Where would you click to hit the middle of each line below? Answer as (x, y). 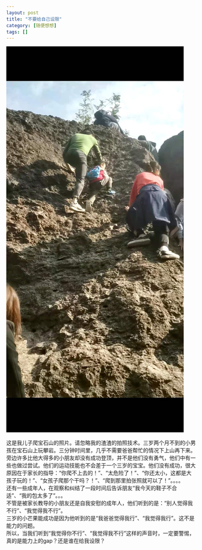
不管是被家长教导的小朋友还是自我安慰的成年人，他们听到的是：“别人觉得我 (100, 503)
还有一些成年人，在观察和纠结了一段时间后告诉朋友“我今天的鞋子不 (89, 488)
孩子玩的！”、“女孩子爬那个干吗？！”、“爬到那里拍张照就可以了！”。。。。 (95, 481)
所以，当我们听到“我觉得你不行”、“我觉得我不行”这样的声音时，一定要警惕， (100, 533)
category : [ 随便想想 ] (32, 25)
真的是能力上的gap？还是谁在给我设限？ (56, 541)
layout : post (23, 13)
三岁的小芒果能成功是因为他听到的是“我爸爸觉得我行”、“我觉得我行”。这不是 (100, 518)
